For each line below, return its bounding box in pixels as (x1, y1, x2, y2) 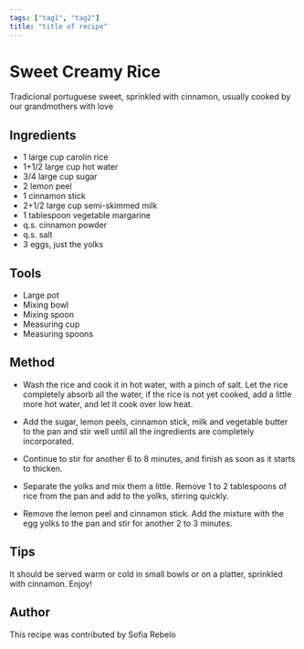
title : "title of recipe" (9, 22, 108, 31)
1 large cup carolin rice (22, 152, 109, 162)
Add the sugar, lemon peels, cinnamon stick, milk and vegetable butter (22, 416, 288, 427)
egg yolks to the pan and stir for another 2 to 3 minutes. (22, 518, 233, 529)
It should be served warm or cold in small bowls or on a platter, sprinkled (9, 568, 283, 580)
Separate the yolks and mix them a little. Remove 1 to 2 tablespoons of (22, 480, 288, 491)
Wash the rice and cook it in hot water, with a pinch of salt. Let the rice (22, 379, 288, 390)
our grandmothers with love (9, 101, 114, 112)
